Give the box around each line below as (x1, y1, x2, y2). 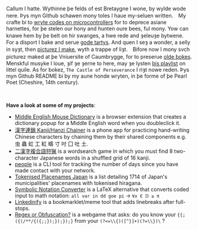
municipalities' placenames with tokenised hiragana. (14, 180, 142, 186)
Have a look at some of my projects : (6, 102, 96, 108)
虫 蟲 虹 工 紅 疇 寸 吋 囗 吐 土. (14, 140, 89, 147)
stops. (14, 205, 31, 212)
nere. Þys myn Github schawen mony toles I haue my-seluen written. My (6, 12, 186, 19)
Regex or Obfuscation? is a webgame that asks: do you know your (14, 211, 176, 218)
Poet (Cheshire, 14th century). (6, 79, 80, 85)
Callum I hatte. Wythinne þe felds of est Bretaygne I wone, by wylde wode (6, 5, 186, 12)
